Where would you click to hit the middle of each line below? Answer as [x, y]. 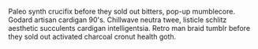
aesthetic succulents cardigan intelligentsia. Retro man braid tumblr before [129, 28]
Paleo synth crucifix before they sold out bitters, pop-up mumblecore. [122, 11]
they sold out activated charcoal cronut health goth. [92, 36]
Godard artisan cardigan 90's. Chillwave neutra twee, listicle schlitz [118, 20]
